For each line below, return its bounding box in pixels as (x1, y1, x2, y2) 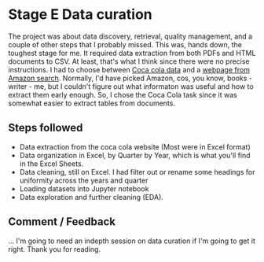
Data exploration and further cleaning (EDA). (19, 192, 163, 201)
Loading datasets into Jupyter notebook (19, 183, 149, 194)
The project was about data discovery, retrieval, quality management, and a (8, 31, 253, 41)
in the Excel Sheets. (19, 159, 84, 168)
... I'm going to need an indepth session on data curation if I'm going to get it (8, 236, 255, 245)
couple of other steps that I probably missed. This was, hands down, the (8, 39, 242, 49)
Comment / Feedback (8, 215, 116, 229)
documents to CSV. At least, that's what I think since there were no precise (8, 57, 250, 66)
